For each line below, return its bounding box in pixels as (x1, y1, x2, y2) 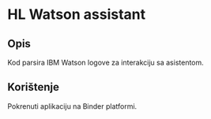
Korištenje (7, 80, 60, 94)
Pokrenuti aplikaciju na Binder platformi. (7, 101, 138, 111)
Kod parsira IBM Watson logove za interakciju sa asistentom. (7, 58, 205, 67)
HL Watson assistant (7, 6, 146, 24)
